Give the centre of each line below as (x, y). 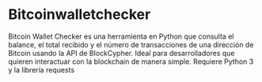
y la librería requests (42, 69)
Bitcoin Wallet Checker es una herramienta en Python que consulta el (121, 36)
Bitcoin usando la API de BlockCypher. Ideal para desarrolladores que (122, 53)
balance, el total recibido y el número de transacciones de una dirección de (131, 44)
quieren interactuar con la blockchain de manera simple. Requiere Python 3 (131, 61)
